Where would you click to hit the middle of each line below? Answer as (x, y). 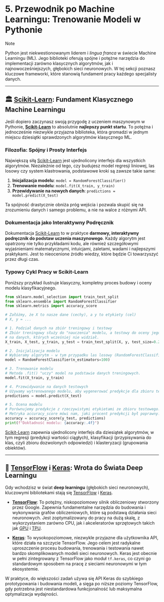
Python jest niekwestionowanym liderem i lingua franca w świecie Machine (81, 53)
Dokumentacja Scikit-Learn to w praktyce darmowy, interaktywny (72, 233)
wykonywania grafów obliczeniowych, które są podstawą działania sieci (84, 512)
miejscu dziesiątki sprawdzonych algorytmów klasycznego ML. (69, 137)
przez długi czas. (22, 259)
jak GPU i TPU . (27, 528)
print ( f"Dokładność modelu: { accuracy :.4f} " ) (52, 423)
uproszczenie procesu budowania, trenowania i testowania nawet (78, 548)
